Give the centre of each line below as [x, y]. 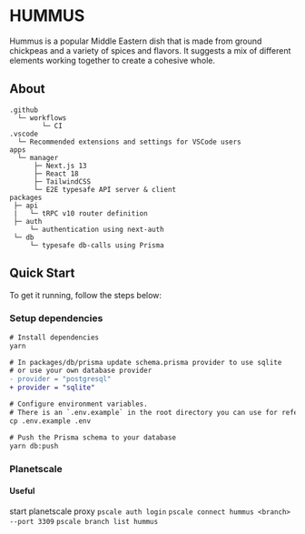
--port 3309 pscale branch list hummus [84, 521]
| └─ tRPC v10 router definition [80, 213]
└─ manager [38, 157]
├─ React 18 [56, 174]
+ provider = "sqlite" [52, 388]
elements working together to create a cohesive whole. [113, 60]
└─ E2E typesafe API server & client [105, 189]
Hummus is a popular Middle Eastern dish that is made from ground [136, 41]
